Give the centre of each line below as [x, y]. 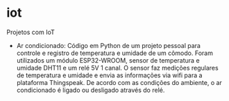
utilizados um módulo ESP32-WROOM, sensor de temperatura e [108, 60]
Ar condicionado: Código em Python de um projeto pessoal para [108, 45]
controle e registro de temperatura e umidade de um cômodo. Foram [114, 53]
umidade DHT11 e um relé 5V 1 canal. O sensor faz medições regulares [118, 68]
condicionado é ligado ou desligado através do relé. [91, 90]
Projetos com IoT [31, 32]
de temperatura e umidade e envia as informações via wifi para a [109, 75]
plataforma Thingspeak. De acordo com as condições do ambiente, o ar [119, 82]
